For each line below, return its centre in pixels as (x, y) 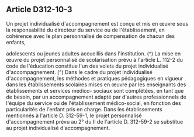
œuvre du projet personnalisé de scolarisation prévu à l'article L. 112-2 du (94, 59)
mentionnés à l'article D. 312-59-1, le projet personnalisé (74, 115)
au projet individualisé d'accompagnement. (58, 128)
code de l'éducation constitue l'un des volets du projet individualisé (87, 66)
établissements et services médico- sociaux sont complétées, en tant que (95, 90)
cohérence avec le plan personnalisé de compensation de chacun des (91, 36)
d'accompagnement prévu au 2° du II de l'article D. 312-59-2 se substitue (95, 121)
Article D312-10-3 (39, 10)
